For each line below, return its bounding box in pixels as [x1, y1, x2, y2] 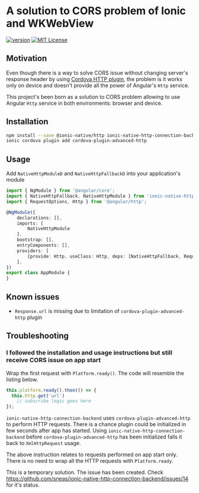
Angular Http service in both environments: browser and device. [6, 99, 163, 107]
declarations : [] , [17, 215, 62, 221]
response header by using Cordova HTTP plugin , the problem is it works [6, 75, 182, 82]
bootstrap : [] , [17, 237, 54, 243]
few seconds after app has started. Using [6, 427, 107, 434]
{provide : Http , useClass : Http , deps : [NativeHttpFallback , [27, 253, 182, 259]
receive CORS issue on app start [6, 356, 101, 365]
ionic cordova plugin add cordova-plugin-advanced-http [6, 138, 147, 144]
